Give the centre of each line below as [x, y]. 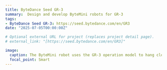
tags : [11, 19]
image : [12, 50]
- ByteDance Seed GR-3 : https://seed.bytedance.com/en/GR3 [68, 23]
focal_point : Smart [30, 60]
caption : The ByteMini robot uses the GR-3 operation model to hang [82, 55]
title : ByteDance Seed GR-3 [34, 10]
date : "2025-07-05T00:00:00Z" [37, 28]
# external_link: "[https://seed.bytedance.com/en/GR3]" [65, 42]
